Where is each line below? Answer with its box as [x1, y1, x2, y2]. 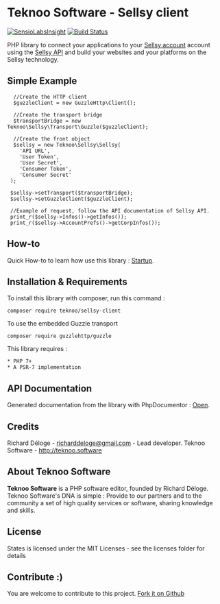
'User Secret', [19, 159, 63, 166]
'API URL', [19, 147, 51, 154]
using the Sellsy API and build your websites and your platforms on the [7, 48, 207, 56]
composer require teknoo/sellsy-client [7, 307, 121, 315]
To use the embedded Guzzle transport [7, 319, 119, 328]
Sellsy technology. [7, 55, 60, 63]
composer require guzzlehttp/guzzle [7, 333, 112, 340]
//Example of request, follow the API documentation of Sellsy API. [10, 207, 210, 214]
